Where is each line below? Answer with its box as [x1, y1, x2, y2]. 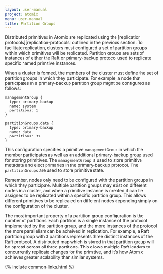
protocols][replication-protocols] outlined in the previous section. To [5, 40, 143, 46]
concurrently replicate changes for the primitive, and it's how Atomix [5, 249, 143, 255]
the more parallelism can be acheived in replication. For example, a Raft [5, 228, 149, 234]
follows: [5, 85, 21, 91]
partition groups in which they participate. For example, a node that [5, 75, 141, 81]
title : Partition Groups [5, 21, 56, 26]
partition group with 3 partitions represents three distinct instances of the [5, 234, 153, 240]
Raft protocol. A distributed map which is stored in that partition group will [5, 239, 154, 245]
